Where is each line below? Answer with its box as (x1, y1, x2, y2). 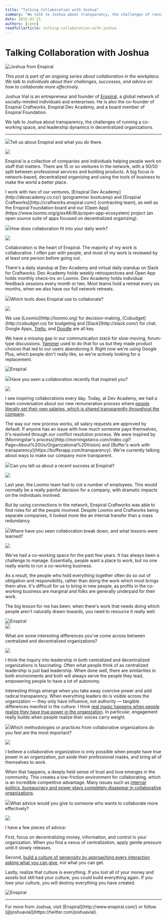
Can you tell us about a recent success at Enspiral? (10, 463, 115, 469)
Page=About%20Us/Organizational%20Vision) (5, 442, 101, 448)
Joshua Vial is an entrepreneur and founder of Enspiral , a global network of (5, 93, 159, 99)
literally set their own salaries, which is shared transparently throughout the (5, 406, 160, 412)
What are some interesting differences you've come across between (5, 633, 145, 639)
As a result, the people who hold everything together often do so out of (5, 572, 151, 578)
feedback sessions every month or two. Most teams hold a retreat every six (5, 280, 160, 286)
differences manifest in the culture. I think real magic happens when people (5, 704, 160, 710)
